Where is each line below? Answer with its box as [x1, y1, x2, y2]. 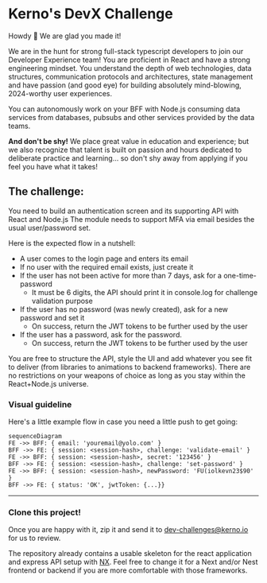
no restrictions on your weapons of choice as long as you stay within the [8, 371, 246, 380]
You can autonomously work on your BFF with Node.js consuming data [8, 104, 241, 114]
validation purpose [31, 296, 93, 305]
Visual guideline [8, 398, 72, 410]
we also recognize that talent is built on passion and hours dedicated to [8, 145, 242, 154]
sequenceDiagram [8, 433, 62, 441]
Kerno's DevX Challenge [8, 5, 173, 23]
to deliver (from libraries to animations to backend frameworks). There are [8, 362, 251, 371]
